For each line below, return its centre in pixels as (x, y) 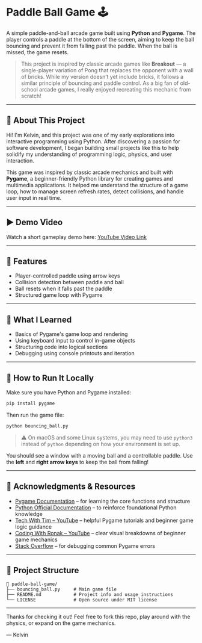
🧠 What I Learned (39, 319)
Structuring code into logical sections (61, 347)
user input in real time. (34, 197)
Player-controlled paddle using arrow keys (67, 276)
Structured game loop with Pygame (59, 295)
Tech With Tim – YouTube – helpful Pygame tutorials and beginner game (104, 520)
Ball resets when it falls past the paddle (63, 289)
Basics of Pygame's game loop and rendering (71, 334)
